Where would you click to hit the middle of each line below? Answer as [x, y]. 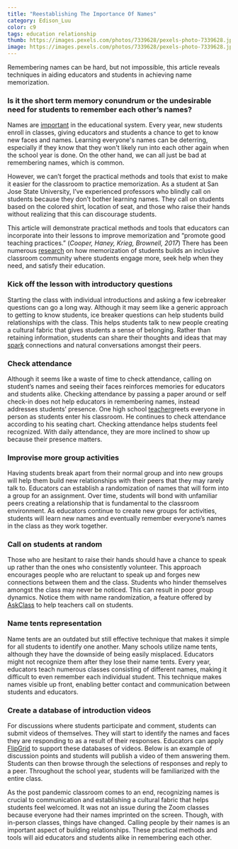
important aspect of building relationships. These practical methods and [113, 830]
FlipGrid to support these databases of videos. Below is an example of [110, 748]
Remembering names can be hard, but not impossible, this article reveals [114, 67]
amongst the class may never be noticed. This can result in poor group [110, 590]
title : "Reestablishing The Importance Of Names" [82, 14]
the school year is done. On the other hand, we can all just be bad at [107, 155]
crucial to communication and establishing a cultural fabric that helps [108, 800]
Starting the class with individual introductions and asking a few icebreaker [117, 300]
